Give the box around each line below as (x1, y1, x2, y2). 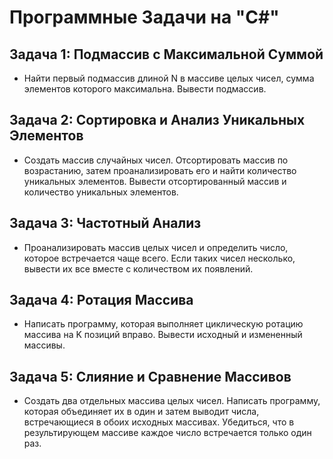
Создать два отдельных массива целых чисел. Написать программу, (23, 395, 321, 407)
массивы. (23, 339, 66, 351)
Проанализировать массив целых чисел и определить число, (23, 241, 289, 253)
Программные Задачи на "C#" (9, 6, 280, 29)
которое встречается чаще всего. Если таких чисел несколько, (23, 252, 296, 264)
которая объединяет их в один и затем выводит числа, (23, 406, 260, 418)
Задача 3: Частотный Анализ (9, 215, 202, 232)
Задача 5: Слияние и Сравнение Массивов (9, 368, 292, 385)
